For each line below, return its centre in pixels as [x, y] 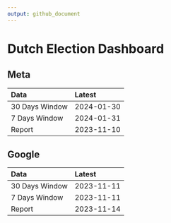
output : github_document [44, 14]
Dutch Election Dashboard [86, 48]
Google [24, 155]
